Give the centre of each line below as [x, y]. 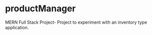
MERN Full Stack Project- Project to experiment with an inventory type [76, 22]
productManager [41, 9]
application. [17, 27]
